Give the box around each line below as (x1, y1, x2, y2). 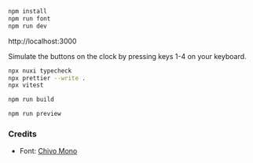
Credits (8, 128, 37, 139)
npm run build (8, 95, 55, 104)
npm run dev (8, 22, 47, 30)
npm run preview (8, 110, 61, 118)
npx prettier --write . (8, 74, 86, 82)
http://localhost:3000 (8, 36, 77, 46)
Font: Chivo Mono (19, 146, 78, 156)
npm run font (8, 14, 51, 23)
